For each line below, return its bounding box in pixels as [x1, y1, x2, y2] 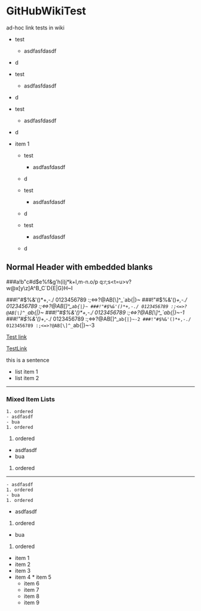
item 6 [23, 580, 40, 587]
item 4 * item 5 [14, 574, 52, 581]
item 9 [23, 599, 40, 606]
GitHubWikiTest [6, 4, 87, 18]
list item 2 [14, 374, 39, 381]
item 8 [23, 592, 40, 600]
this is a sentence [6, 356, 50, 363]
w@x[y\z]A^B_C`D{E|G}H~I [6, 284, 73, 291]
